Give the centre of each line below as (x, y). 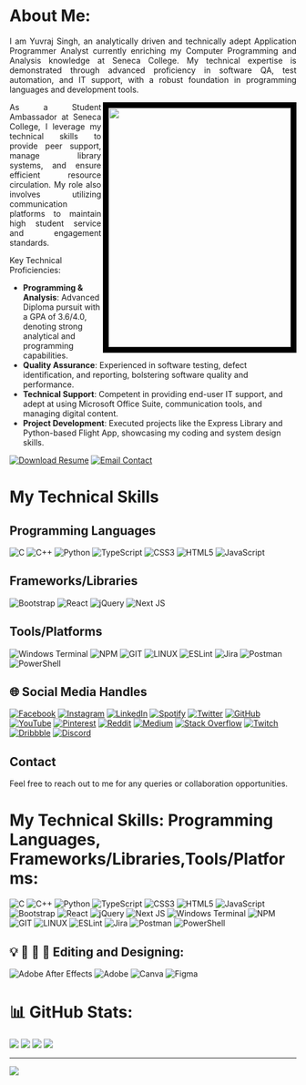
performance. (48, 384)
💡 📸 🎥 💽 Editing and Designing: (97, 952)
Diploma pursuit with (61, 307)
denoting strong (53, 326)
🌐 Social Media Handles (78, 692)
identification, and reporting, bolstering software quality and (135, 374)
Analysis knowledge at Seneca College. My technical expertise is (153, 60)
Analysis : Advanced (61, 297)
